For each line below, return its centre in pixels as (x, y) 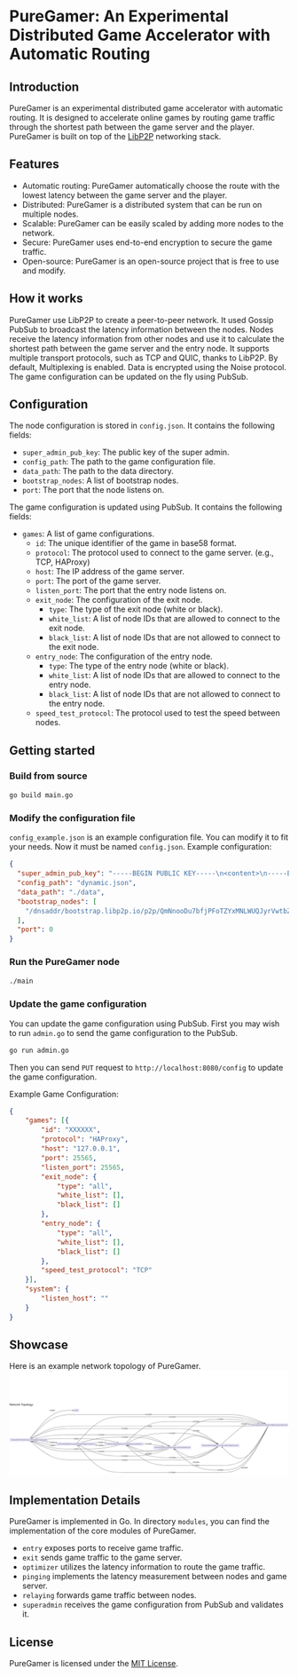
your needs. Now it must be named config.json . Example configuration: (141, 847)
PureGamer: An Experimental (119, 16)
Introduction (44, 87)
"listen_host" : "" (75, 1299)
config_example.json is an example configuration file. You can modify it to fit (149, 837)
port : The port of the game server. (98, 581)
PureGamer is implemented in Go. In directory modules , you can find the (140, 1522)
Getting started (52, 751)
